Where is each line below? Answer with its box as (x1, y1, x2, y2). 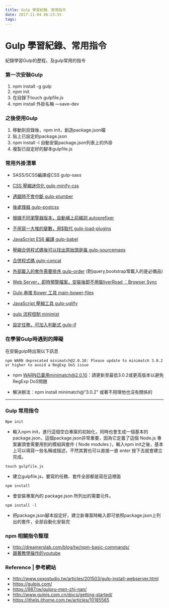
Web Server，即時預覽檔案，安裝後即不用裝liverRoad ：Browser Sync (12, 279, 157, 285)
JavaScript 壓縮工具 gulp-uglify (12, 300, 78, 307)
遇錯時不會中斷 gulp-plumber (12, 193, 73, 199)
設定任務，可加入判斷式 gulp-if (12, 322, 76, 328)
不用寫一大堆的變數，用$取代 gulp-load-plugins (12, 225, 112, 232)
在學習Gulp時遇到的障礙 (5, 336, 64, 343)
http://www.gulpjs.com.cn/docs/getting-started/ (12, 592, 113, 598)
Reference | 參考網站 (5, 564, 56, 571)
